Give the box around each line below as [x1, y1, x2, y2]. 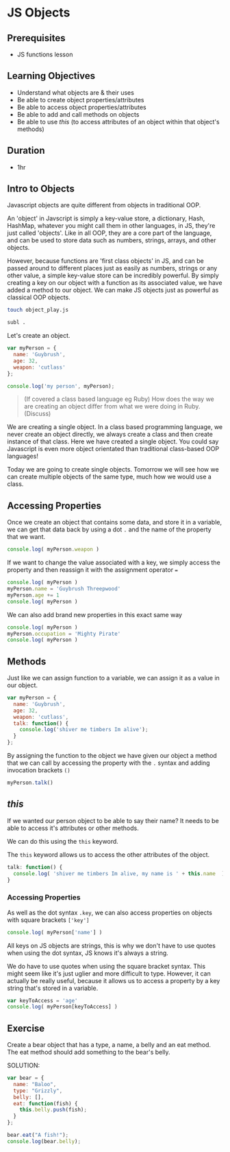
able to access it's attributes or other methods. [7, 824, 139, 832]
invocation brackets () [7, 766, 71, 774]
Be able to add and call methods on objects [16, 110, 140, 118]
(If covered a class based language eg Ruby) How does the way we [23, 395, 214, 403]
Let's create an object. [7, 332, 71, 340]
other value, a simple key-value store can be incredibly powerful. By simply [7, 271, 219, 279]
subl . [7, 319, 26, 326]
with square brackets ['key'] [7, 915, 90, 924]
